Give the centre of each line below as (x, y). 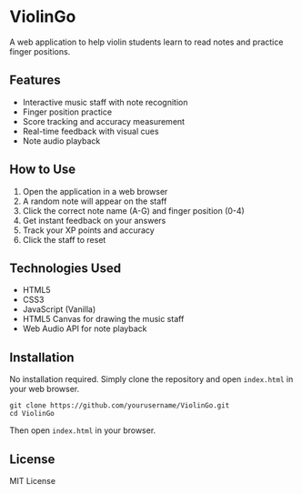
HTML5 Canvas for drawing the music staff (103, 319)
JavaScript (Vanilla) (59, 309)
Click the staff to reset (64, 239)
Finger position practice (67, 112)
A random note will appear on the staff (95, 201)
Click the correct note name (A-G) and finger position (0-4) (134, 210)
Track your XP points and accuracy (88, 230)
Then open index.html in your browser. (83, 430)
